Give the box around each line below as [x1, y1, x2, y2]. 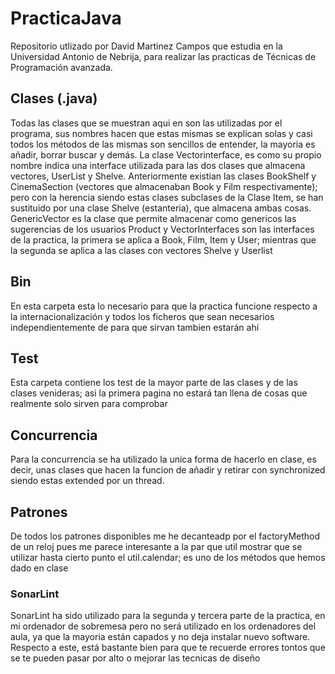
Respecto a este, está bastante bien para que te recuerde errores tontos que [10, 642, 326, 654]
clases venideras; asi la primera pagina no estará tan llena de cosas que [10, 387, 308, 399]
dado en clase [10, 562, 69, 574]
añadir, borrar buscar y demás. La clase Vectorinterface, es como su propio [10, 148, 322, 161]
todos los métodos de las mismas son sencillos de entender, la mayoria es [10, 138, 316, 150]
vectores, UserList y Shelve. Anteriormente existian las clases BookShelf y [10, 170, 317, 182]
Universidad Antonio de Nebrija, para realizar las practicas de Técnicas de [10, 50, 317, 62]
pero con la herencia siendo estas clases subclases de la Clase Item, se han [10, 191, 324, 203]
